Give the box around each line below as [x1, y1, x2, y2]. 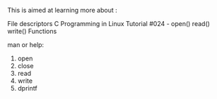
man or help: [7, 41, 45, 48]
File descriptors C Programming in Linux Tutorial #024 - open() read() [7, 20, 211, 27]
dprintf [17, 84, 37, 92]
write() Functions [7, 27, 57, 35]
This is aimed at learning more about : [7, 6, 118, 14]
